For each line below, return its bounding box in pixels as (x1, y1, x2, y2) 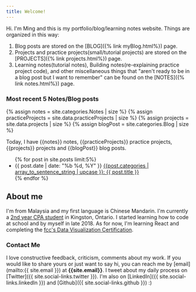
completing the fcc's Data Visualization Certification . (6, 226, 134, 233)
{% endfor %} (14, 174, 49, 181)
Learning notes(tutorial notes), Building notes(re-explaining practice (14, 61, 180, 68)
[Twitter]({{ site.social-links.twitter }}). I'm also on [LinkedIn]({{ (6, 273, 158, 280)
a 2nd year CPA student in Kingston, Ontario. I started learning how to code (6, 213, 189, 221)
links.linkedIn (6, 279, 38, 286)
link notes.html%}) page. (14, 80, 75, 87)
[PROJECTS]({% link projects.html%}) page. (14, 55, 122, 62)
